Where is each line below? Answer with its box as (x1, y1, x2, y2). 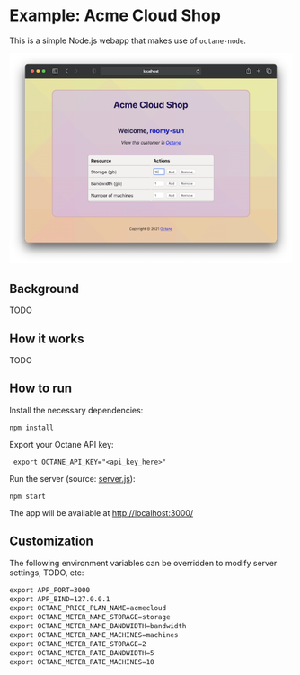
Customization (9, 534, 94, 549)
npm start (9, 492, 47, 501)
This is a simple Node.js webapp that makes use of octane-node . (9, 35, 247, 46)
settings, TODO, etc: (9, 567, 84, 578)
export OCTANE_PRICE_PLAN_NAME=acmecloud (9, 603, 167, 612)
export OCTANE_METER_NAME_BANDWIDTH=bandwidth (9, 621, 187, 630)
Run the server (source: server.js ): (9, 473, 136, 484)
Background (9, 280, 79, 297)
